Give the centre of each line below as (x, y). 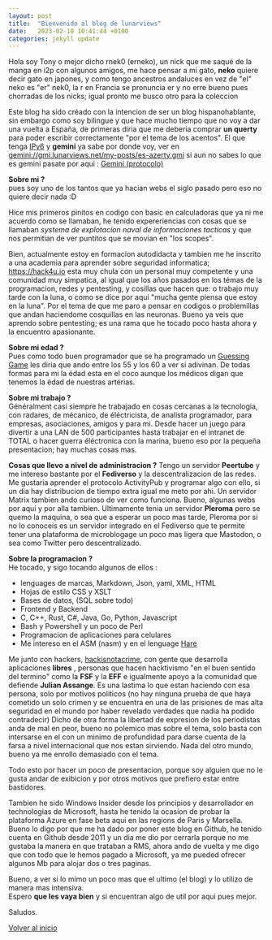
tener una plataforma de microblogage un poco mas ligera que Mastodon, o (135, 535)
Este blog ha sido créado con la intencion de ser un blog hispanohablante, (132, 112)
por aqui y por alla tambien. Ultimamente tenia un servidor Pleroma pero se (134, 509)
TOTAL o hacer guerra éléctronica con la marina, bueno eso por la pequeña (135, 441)
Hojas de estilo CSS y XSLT (66, 592)
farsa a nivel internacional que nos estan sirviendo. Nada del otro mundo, (131, 746)
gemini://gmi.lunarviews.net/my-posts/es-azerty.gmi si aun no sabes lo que (135, 155)
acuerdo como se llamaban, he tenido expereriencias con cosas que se (128, 221)
